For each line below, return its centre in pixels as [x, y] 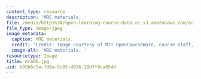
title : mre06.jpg [28, 61]
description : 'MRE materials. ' [46, 17]
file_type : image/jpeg [34, 28]
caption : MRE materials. [42, 39]
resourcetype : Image [32, 56]
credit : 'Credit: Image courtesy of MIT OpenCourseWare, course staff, [103, 45]
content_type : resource [36, 12]
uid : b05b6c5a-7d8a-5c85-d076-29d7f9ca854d [61, 67]
